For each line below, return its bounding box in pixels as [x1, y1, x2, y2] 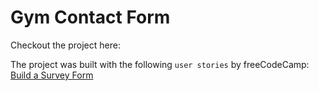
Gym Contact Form [10, 6, 171, 29]
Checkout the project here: [10, 39, 121, 51]
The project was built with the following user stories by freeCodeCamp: [10, 58, 310, 70]
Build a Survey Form [10, 69, 94, 81]
